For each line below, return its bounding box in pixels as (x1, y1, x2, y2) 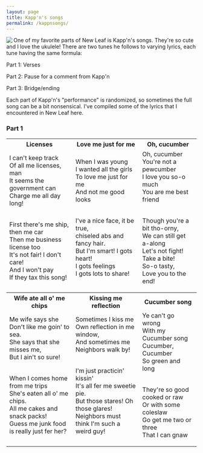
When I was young (75, 157, 128, 166)
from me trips (9, 382, 48, 390)
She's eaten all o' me (9, 389, 68, 397)
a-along (142, 239, 166, 247)
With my (142, 326, 166, 334)
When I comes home (9, 374, 68, 382)
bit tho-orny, (142, 224, 179, 232)
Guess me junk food (9, 419, 66, 428)
